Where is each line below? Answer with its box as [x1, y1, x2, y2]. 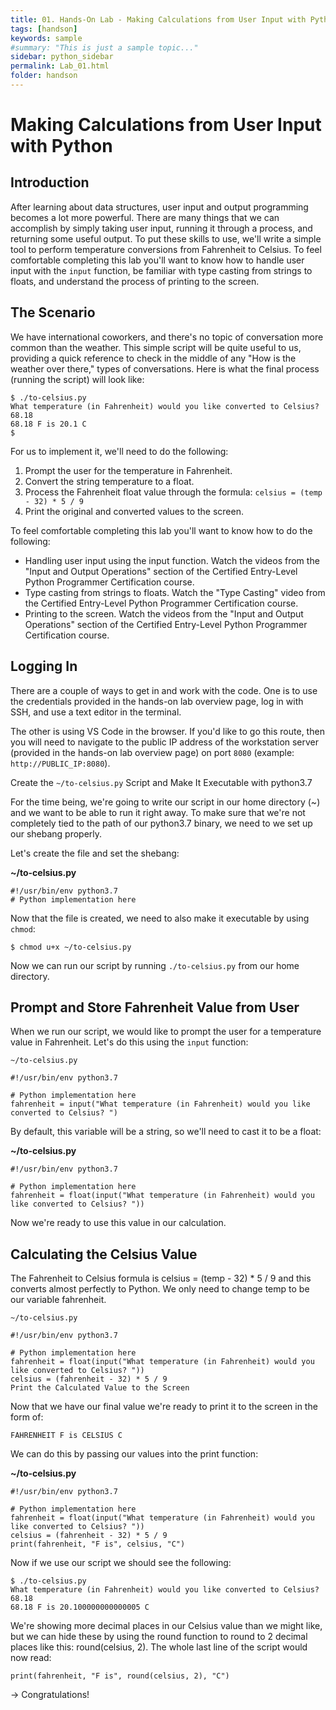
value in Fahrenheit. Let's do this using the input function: [10, 1036, 249, 1048]
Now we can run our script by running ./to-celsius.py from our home [10, 959, 300, 971]
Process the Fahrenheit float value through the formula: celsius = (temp [24, 486, 323, 498]
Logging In [10, 658, 78, 675]
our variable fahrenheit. [10, 1294, 107, 1306]
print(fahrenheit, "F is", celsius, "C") [10, 1539, 186, 1550]
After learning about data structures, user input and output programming [10, 201, 309, 213]
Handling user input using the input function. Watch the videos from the [24, 554, 320, 566]
